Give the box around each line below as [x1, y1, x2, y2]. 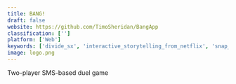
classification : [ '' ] [7, 29, 71, 37]
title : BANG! [7, 10, 46, 17]
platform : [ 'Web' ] [7, 36, 61, 43]
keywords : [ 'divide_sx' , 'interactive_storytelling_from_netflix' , [7, 43, 209, 50]
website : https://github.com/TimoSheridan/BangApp [7, 23, 159, 30]
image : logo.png [7, 50, 55, 57]
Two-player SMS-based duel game [7, 68, 109, 77]
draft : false [7, 17, 46, 24]
